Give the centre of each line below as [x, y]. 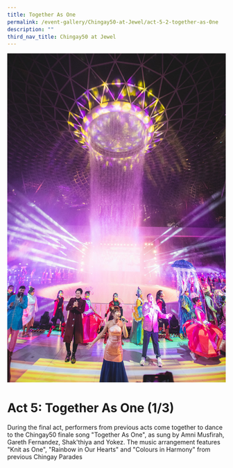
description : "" [31, 29]
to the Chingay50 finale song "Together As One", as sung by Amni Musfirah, [116, 435]
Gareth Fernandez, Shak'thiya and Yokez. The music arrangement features [114, 442]
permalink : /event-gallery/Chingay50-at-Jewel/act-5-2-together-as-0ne [113, 22]
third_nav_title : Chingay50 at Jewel [62, 37]
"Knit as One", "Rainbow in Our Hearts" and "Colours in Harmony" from [109, 450]
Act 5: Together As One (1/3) [91, 408]
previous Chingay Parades [45, 457]
